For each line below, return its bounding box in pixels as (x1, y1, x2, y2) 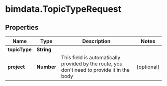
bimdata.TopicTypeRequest (5, 3, 122, 15)
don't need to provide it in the (61, 67, 130, 73)
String (36, 46, 52, 53)
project (7, 63, 25, 70)
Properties (5, 23, 39, 32)
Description (82, 38, 111, 44)
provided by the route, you (61, 60, 123, 67)
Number (36, 63, 56, 70)
